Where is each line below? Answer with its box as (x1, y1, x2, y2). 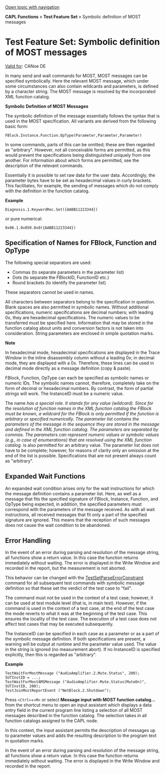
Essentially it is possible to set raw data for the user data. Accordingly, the (5, 172, 156, 178)
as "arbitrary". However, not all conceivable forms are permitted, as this (5, 147, 150, 153)
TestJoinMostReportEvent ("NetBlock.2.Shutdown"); (5, 688, 111, 693)
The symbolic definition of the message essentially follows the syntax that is (5, 113, 160, 119)
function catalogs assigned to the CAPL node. (5, 718, 99, 724)
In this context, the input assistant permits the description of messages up (5, 728, 156, 733)
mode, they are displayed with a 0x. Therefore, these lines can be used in (5, 360, 154, 366)
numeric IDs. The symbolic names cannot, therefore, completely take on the (5, 380, 159, 386)
